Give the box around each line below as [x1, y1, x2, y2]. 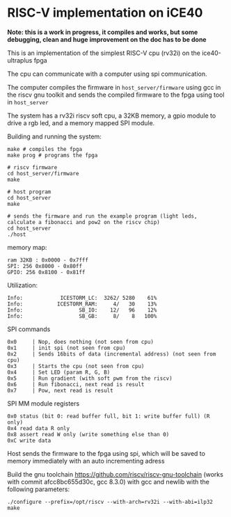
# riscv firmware [7, 164, 58, 171]
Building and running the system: [7, 132, 102, 141]
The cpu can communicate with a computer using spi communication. [7, 70, 207, 78]
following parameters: [7, 485, 70, 493]
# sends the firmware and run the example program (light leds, [7, 212, 198, 220]
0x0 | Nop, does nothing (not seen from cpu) [7, 338, 154, 345]
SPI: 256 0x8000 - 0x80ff [7, 262, 82, 269]
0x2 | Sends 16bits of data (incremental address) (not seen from [7, 350, 216, 358]
